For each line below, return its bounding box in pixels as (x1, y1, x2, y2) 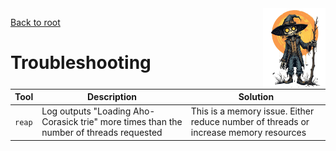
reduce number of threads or (190, 116, 310, 128)
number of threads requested (41, 127, 163, 139)
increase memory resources (190, 127, 307, 139)
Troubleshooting (10, 52, 152, 74)
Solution (238, 91, 275, 103)
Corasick (41, 116, 79, 128)
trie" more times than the (80, 116, 183, 128)
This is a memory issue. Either (190, 105, 315, 117)
